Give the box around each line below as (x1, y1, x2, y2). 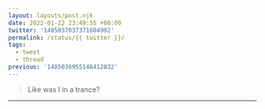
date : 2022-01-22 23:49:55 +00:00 (8, 19, 122, 27)
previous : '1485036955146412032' (8, 63, 118, 71)
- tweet (15, 48, 41, 56)
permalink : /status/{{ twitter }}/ (8, 33, 125, 42)
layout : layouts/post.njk (8, 11, 93, 20)
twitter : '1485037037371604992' (8, 26, 114, 34)
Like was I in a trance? (27, 85, 100, 94)
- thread (15, 56, 44, 64)
